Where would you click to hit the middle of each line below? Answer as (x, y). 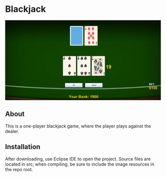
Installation (23, 147)
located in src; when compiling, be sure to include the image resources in (80, 164)
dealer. (12, 131)
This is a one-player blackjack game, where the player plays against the (78, 126)
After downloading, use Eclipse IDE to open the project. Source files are (78, 159)
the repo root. (19, 169)
